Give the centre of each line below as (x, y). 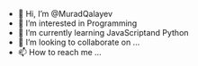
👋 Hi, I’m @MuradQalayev (65, 14)
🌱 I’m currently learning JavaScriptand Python (103, 33)
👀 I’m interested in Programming (77, 23)
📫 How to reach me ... (59, 52)
